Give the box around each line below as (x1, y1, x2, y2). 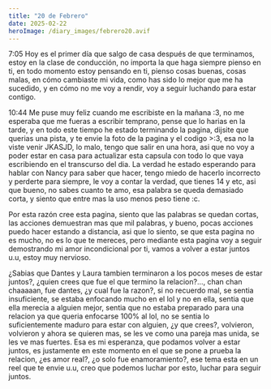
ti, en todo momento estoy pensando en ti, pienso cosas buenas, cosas (8, 66, 247, 76)
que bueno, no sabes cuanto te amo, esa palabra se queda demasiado (8, 186, 243, 195)
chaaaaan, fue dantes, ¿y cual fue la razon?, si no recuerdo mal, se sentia (8, 285, 254, 296)
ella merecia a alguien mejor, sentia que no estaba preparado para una (8, 303, 244, 313)
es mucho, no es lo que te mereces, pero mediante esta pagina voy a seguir (8, 236, 262, 246)
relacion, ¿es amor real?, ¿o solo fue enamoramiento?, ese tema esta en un (8, 354, 259, 365)
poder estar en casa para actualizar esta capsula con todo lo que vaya (8, 151, 244, 160)
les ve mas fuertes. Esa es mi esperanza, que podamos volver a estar (8, 337, 241, 347)
